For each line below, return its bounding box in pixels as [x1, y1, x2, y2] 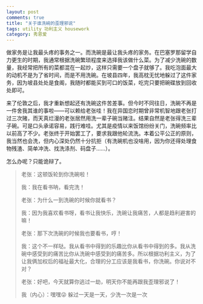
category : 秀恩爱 [6, 31, 47, 38]
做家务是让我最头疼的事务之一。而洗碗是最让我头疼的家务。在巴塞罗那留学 [6, 49, 192, 56]
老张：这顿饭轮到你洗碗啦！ [21, 171, 91, 178]
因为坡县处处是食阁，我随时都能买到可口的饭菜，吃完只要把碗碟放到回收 [16, 79, 197, 87]
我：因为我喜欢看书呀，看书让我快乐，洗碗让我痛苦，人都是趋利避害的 [21, 210, 196, 217]
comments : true [6, 15, 45, 21]
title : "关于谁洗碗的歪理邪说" [6, 20, 76, 26]
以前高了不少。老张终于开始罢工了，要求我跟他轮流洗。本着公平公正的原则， [6, 130, 197, 137]
